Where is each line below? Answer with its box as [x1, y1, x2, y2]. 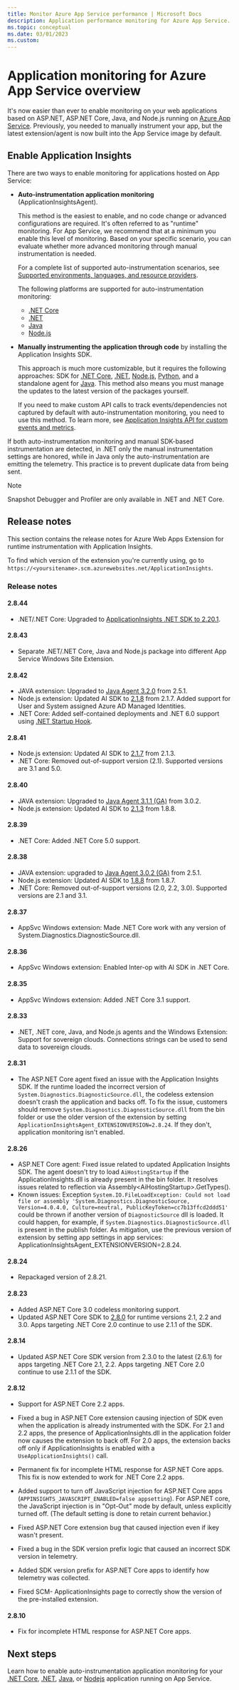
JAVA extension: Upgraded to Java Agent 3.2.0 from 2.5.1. [17, 687, 188, 695]
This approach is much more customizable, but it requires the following [17, 364, 226, 372]
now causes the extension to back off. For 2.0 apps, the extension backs [17, 1436, 231, 1445]
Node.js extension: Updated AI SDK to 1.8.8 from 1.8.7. [17, 876, 176, 885]
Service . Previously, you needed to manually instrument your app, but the [7, 122, 223, 130]
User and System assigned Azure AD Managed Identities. [17, 702, 186, 710]
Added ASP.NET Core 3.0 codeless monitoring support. [17, 1305, 181, 1313]
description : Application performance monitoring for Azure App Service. [7, 17, 231, 24]
